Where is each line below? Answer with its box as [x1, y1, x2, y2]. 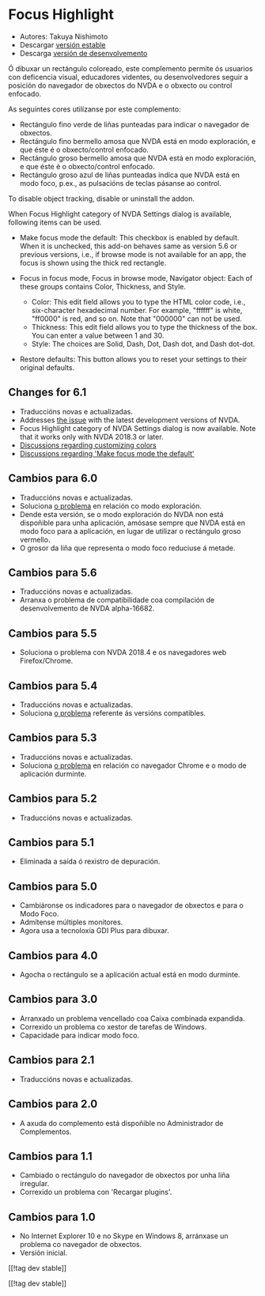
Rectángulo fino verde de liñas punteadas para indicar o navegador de [19, 119, 250, 129]
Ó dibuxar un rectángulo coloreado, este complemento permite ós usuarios [8, 63, 253, 73]
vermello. [19, 535, 51, 544]
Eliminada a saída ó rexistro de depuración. [19, 856, 161, 867]
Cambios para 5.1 [8, 836, 95, 849]
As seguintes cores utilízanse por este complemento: [8, 104, 181, 114]
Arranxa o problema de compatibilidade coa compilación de [19, 595, 215, 605]
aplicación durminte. [19, 769, 87, 778]
